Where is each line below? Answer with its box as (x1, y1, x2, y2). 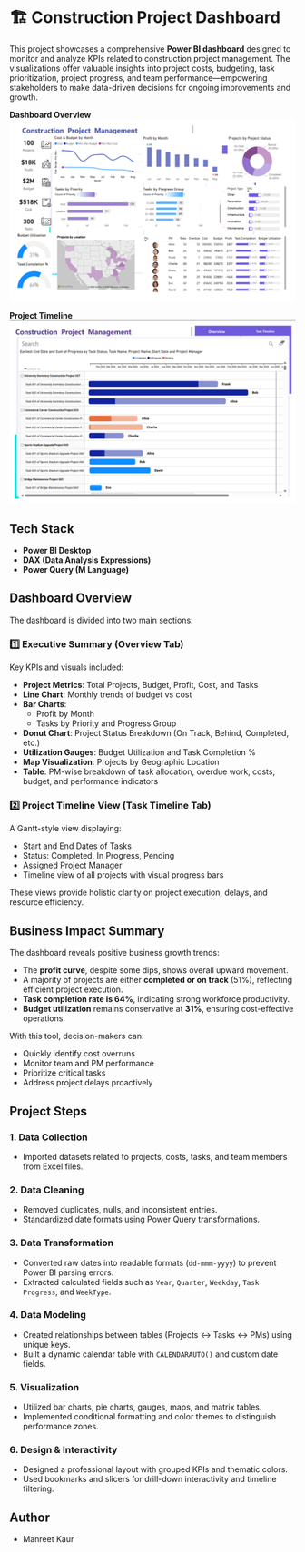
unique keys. (22, 1339, 71, 1350)
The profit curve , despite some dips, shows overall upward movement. (22, 965, 289, 976)
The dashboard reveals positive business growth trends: (9, 948, 220, 958)
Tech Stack (9, 521, 74, 536)
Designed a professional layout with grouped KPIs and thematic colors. (22, 1464, 289, 1475)
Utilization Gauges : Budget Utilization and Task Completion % (22, 747, 257, 758)
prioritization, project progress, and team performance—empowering (9, 72, 268, 83)
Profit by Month (35, 709, 95, 720)
